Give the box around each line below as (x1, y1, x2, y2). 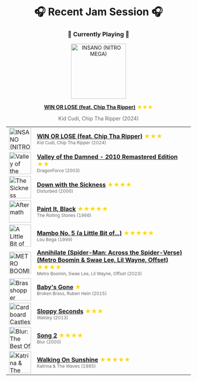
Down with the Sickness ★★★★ (37, 180, 132, 188)
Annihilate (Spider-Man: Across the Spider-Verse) (37, 248, 182, 257)
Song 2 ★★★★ (37, 331, 84, 339)
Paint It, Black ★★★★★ (37, 204, 108, 213)
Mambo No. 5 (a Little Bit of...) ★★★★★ (37, 229, 154, 237)
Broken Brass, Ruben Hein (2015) (37, 290, 107, 296)
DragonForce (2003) (37, 167, 80, 174)
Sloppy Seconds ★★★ (37, 307, 104, 315)
